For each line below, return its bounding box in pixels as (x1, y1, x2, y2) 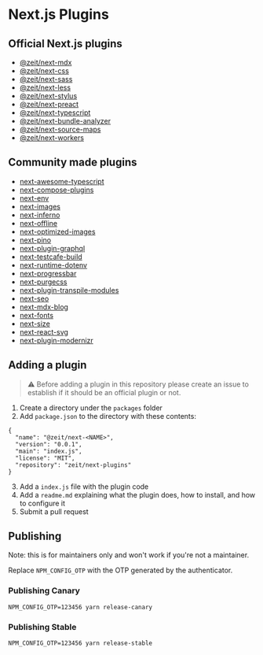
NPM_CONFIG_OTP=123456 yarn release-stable (8, 639, 153, 647)
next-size (19, 319, 51, 328)
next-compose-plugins (19, 185, 94, 194)
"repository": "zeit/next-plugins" (15, 461, 132, 469)
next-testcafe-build (19, 252, 82, 261)
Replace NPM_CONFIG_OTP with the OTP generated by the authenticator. (8, 565, 233, 575)
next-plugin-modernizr (19, 335, 94, 345)
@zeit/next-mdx (19, 57, 72, 67)
